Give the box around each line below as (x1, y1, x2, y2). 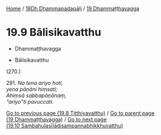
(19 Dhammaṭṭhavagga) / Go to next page (6, 116, 107, 123)
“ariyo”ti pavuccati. (6, 98, 54, 105)
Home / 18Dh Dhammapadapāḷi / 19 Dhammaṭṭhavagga (6, 5, 140, 12)
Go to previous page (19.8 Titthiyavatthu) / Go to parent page (6, 109, 155, 117)
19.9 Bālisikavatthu (6, 26, 102, 39)
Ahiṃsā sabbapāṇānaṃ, (6, 91, 67, 99)
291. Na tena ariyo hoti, (6, 79, 63, 86)
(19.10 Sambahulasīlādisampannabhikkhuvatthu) (6, 122, 123, 129)
